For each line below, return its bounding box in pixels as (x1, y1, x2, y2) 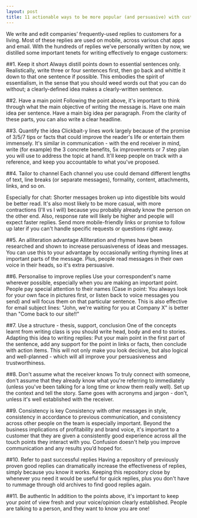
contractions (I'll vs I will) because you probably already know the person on (6, 206, 191, 213)
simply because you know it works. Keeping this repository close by (6, 469, 171, 476)
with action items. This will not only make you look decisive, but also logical (6, 347, 189, 354)
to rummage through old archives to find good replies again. (6, 481, 151, 488)
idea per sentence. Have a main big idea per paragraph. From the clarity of (6, 109, 186, 117)
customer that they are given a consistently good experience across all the (6, 432, 186, 439)
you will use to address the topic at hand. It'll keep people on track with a (6, 152, 183, 159)
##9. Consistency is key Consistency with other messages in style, (6, 407, 168, 414)
